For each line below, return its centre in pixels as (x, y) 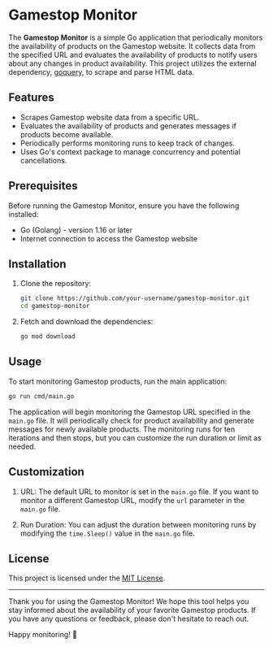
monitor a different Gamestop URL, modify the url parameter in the (132, 500)
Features (31, 98)
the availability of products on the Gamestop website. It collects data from (132, 46)
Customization (47, 472)
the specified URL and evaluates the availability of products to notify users (133, 54)
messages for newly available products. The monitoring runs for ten (122, 429)
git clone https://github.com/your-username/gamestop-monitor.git (135, 298)
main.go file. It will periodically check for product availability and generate (131, 420)
